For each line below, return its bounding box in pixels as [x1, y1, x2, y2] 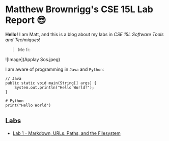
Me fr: [17, 46, 31, 52]
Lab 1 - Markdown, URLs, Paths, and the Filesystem [12, 130, 121, 136]
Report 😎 [5, 14, 46, 26]
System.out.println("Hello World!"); [14, 85, 95, 90]
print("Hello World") [5, 103, 51, 108]
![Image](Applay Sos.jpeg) [5, 56, 61, 62]
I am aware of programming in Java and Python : [5, 66, 104, 72]
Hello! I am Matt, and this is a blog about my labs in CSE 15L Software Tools [5, 31, 164, 37]
